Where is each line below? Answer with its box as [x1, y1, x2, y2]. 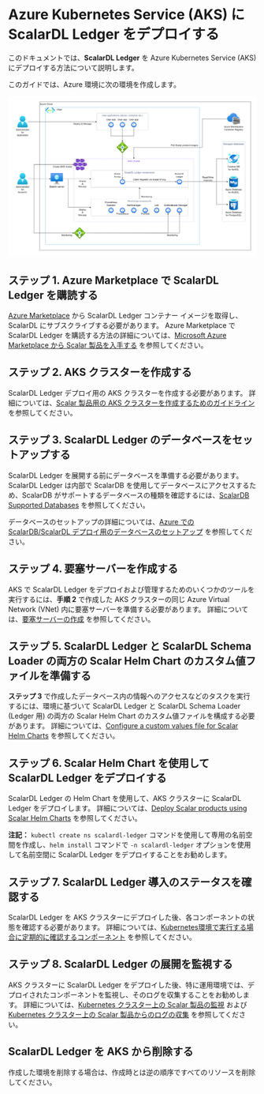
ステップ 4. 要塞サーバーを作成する [8, 562, 179, 576]
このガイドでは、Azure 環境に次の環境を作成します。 [8, 79, 181, 89]
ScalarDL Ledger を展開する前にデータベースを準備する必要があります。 [8, 470, 244, 480]
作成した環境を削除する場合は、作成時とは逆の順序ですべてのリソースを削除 [8, 1067, 256, 1077]
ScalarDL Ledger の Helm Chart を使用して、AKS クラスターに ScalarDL [8, 794, 242, 803]
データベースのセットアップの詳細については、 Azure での [8, 517, 195, 526]
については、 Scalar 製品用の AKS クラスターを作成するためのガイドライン [14, 398, 255, 408]
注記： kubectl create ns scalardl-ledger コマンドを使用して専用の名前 [8, 830, 246, 840]
